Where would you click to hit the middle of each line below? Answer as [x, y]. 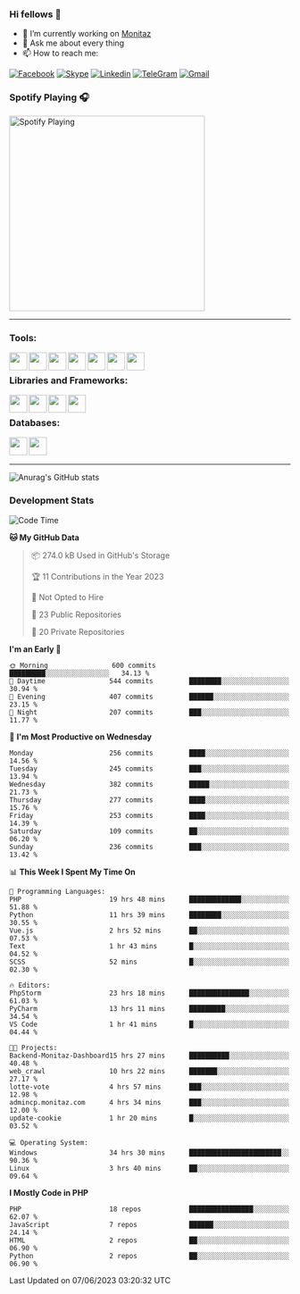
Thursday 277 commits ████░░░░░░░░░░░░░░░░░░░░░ [150, 800]
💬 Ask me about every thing [73, 43]
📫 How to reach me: [60, 54]
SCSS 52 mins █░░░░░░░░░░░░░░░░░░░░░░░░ [150, 962]
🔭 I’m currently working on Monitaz [87, 34]
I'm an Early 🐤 [35, 649]
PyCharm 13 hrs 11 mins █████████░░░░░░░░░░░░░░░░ [150, 1008]
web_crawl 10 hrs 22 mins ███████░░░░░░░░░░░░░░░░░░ [150, 1071]
